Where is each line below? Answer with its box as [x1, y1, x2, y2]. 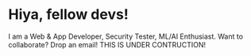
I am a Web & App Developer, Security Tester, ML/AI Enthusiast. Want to [8, 32, 244, 41]
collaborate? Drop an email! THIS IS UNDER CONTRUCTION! [8, 39, 207, 49]
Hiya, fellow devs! [8, 6, 129, 24]
